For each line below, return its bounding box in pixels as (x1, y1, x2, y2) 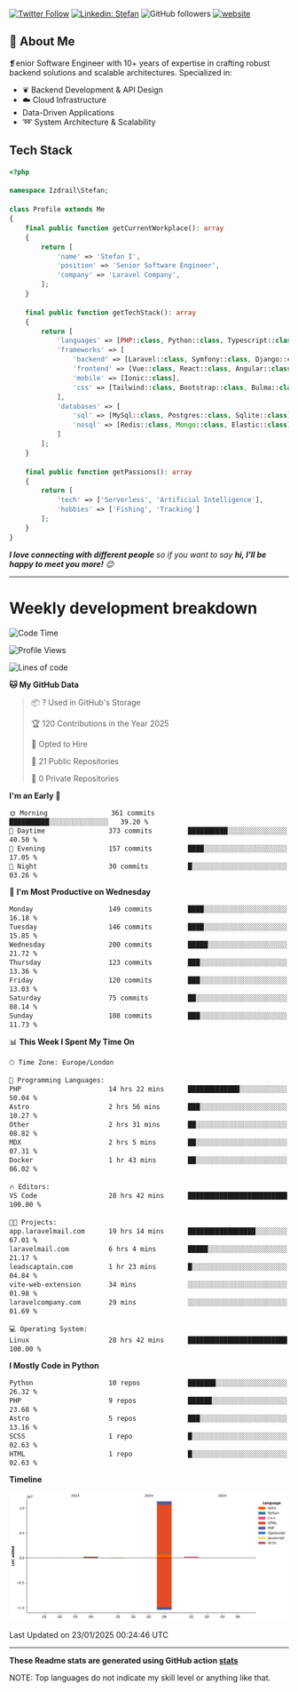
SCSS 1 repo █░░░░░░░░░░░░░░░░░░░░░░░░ (9, 1432, 288, 1441)
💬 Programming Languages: (9, 1075, 105, 1084)
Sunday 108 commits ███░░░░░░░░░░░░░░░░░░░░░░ (9, 1011, 288, 1020)
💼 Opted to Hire (30, 738, 89, 749)
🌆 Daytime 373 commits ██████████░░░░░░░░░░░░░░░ (9, 826, 288, 835)
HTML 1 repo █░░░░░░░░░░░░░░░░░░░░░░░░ (9, 1449, 288, 1458)
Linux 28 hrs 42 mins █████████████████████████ (9, 1336, 288, 1345)
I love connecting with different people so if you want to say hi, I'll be (9, 549, 267, 560)
